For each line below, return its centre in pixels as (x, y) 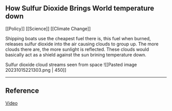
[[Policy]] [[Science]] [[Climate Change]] (48, 29)
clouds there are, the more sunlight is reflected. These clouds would (77, 49)
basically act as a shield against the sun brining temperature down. (76, 54)
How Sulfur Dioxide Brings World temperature (80, 8)
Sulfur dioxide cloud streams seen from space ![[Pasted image (71, 64)
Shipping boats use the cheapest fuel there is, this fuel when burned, (78, 38)
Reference (22, 91)
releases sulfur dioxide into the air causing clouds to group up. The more (82, 44)
